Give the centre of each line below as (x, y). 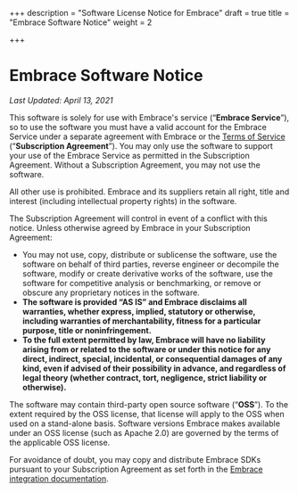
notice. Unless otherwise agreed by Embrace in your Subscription (130, 227)
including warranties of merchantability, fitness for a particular (141, 321)
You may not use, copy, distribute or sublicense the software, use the (149, 254)
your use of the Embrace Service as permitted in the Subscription (129, 155)
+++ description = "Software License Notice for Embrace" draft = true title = (149, 13)
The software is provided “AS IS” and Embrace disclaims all (134, 301)
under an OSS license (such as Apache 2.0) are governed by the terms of (144, 432)
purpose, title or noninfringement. (87, 330)
